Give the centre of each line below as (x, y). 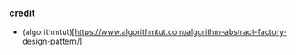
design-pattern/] (52, 41)
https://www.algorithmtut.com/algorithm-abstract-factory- (181, 32)
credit (22, 13)
